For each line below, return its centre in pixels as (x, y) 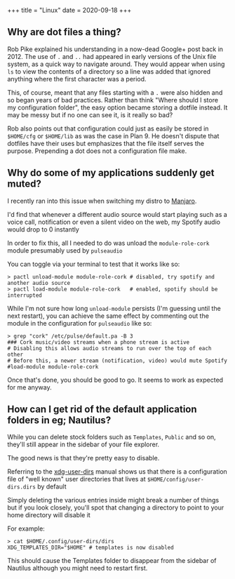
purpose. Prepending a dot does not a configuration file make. (97, 151)
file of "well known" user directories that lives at (76, 479)
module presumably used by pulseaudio (65, 250)
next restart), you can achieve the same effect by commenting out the (108, 316)
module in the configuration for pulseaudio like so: (80, 323)
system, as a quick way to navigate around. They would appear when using (116, 64)
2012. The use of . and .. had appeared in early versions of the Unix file (112, 56)
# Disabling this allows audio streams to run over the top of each (109, 348)
